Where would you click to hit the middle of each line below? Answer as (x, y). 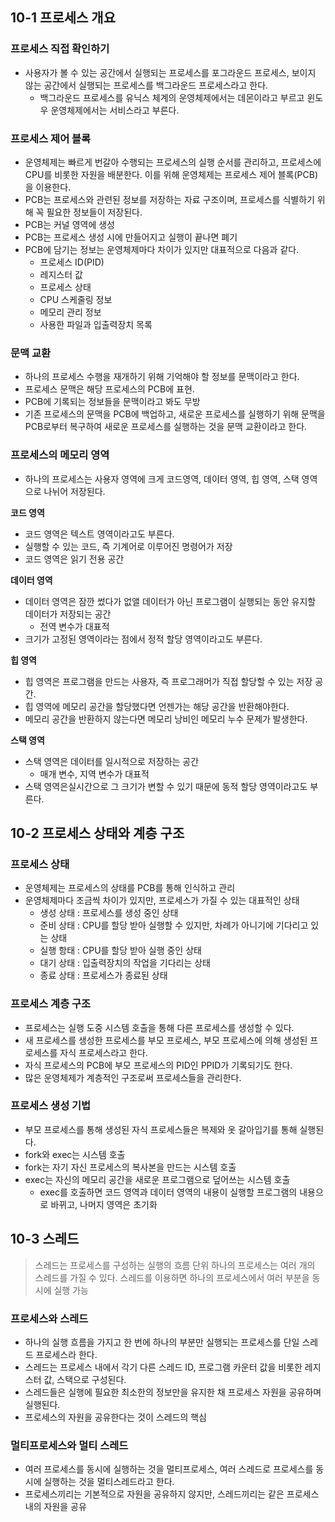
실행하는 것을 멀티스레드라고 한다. (109, 1482)
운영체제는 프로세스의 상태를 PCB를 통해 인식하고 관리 (130, 888)
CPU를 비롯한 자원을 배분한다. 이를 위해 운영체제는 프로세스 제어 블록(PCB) (171, 174)
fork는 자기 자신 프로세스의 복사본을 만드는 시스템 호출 (130, 1167)
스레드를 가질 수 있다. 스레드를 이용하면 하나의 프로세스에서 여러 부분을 (172, 1277)
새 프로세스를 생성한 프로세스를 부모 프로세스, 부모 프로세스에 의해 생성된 (166, 1040)
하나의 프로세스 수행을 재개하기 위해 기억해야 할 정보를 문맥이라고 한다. (162, 377)
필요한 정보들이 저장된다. (94, 212)
